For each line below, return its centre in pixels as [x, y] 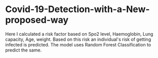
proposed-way [37, 20]
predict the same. [23, 50]
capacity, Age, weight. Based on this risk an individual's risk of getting [78, 39]
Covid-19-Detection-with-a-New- [77, 9]
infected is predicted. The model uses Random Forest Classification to [78, 44]
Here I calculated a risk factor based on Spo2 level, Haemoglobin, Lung [79, 34]
